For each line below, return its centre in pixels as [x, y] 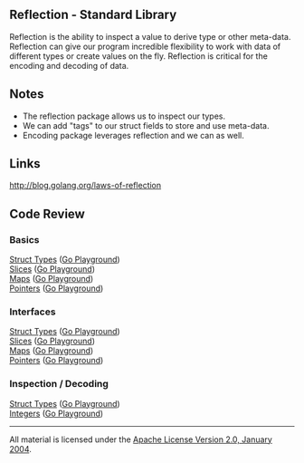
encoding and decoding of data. [69, 65]
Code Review [47, 213]
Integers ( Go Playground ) [57, 413]
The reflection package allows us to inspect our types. [124, 116]
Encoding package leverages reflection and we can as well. [133, 135]
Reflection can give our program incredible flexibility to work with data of [145, 46]
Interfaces [33, 312]
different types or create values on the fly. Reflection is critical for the [139, 56]
